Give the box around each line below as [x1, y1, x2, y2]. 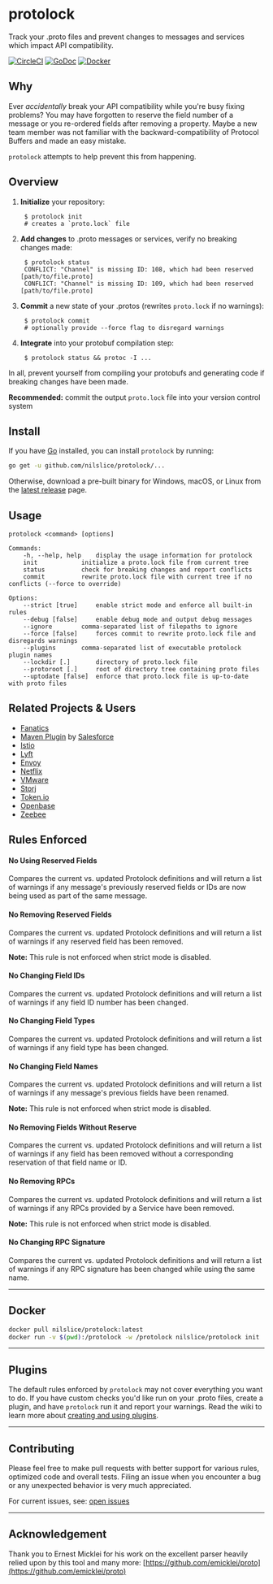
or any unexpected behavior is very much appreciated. [8, 1481, 192, 1491]
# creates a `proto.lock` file [24, 219, 130, 228]
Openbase [19, 801, 55, 810]
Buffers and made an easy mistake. [8, 136, 127, 145]
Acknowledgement [8, 1527, 107, 1541]
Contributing [8, 1442, 75, 1456]
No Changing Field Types [8, 1016, 96, 1026]
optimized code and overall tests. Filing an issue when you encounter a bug [8, 1472, 262, 1482]
